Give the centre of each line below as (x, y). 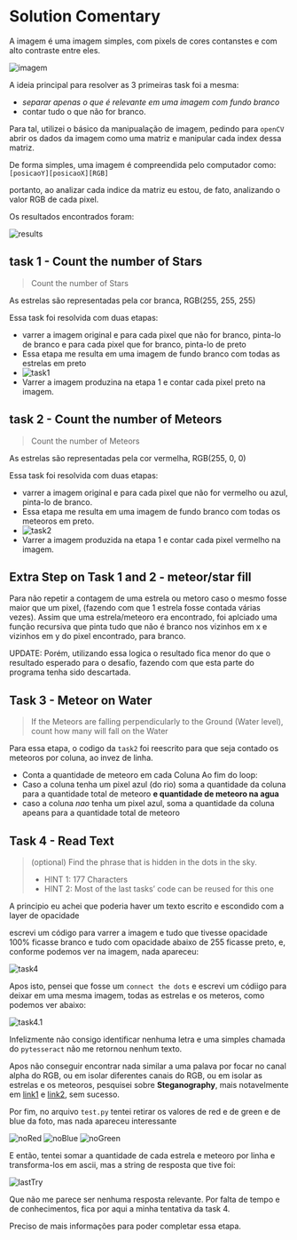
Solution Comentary (85, 16)
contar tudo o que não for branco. (84, 111)
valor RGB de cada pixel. (54, 199)
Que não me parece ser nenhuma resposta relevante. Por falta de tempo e (145, 1199)
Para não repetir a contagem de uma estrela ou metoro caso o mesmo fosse (148, 598)
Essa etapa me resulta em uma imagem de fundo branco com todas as (151, 354)
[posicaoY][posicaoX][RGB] (59, 173)
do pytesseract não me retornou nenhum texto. (96, 1049)
